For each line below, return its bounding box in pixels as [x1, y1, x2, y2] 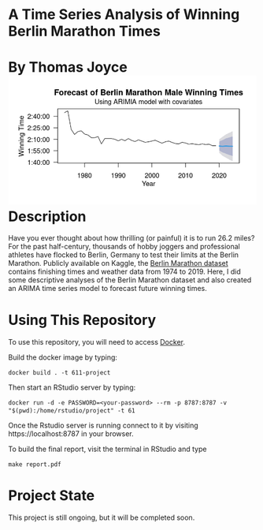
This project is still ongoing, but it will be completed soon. [8, 513, 195, 522]
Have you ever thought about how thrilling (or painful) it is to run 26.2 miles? [8, 233, 255, 243]
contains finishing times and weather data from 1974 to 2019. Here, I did [8, 267, 242, 277]
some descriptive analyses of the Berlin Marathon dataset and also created [8, 275, 252, 285]
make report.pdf [8, 461, 61, 468]
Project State [8, 487, 95, 505]
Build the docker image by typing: [8, 353, 118, 362]
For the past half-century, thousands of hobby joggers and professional [8, 242, 240, 252]
